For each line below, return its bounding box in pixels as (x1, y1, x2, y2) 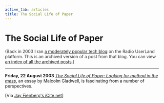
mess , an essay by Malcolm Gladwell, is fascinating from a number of (5, 78, 145, 84)
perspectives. (5, 83, 33, 89)
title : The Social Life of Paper (5, 12, 73, 17)
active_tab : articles (5, 7, 49, 12)
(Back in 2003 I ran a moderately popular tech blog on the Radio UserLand (5, 49, 155, 54)
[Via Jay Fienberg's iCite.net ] (5, 93, 64, 99)
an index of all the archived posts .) (5, 59, 75, 65)
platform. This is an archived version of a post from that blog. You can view (5, 54, 156, 60)
